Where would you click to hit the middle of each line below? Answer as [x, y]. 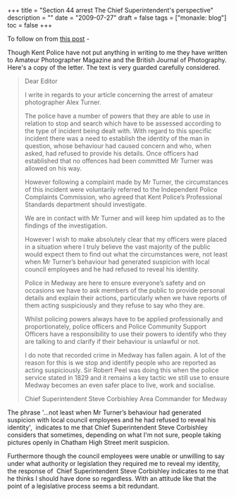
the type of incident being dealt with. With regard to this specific [118, 131]
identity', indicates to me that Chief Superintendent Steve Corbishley [107, 427]
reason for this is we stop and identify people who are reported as [120, 363]
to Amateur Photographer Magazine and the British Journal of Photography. [117, 60]
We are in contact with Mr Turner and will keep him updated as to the [125, 218]
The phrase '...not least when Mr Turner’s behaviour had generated [105, 412]
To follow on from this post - [49, 39]
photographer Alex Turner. [63, 102]
